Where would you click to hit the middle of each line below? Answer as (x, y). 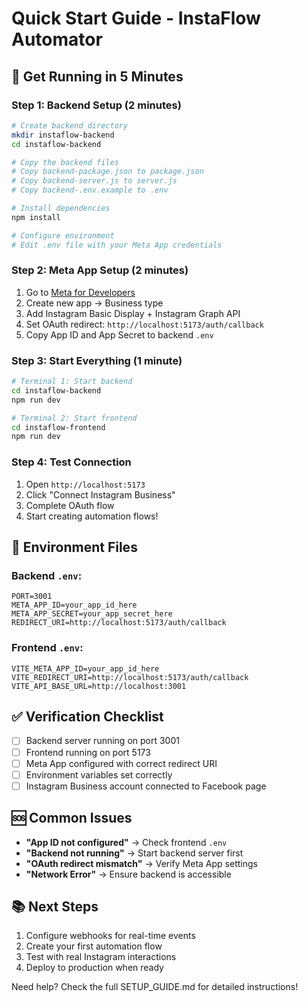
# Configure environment (63, 235)
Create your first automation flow (94, 946)
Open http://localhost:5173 (85, 484)
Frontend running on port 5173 (88, 752)
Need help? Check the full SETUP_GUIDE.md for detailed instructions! (155, 987)
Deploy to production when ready (94, 968)
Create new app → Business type (94, 303)
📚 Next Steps (55, 906)
